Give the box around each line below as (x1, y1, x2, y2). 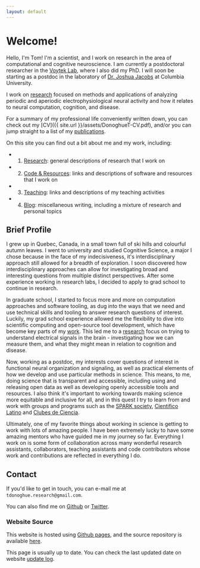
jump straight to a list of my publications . (6, 127, 106, 134)
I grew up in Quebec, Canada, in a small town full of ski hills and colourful (6, 240, 186, 247)
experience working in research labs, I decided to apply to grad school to (6, 278, 186, 285)
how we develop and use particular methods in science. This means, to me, (6, 371, 192, 378)
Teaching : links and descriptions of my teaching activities (23, 189, 165, 196)
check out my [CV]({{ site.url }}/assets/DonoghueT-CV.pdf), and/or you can (6, 121, 192, 128)
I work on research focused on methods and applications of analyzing (6, 90, 177, 98)
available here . (6, 538, 42, 545)
